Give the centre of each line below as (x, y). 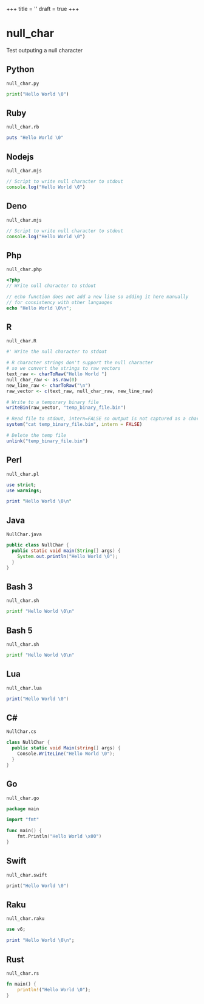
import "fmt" (23, 820)
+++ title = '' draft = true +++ (43, 9)
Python (20, 69)
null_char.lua (24, 688)
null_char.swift (27, 875)
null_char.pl (23, 474)
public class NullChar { (38, 545)
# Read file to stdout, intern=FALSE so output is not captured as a (96, 419)
